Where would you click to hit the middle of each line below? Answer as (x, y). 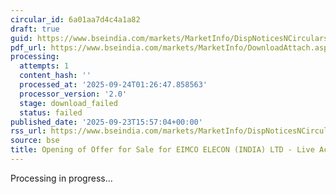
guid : (21, 38)
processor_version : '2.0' (73, 94)
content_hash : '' (55, 76)
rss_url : (28, 131)
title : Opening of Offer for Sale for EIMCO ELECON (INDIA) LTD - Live (162, 150)
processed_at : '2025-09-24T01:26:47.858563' (113, 85)
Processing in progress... (61, 178)
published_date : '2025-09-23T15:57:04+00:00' (106, 122)
